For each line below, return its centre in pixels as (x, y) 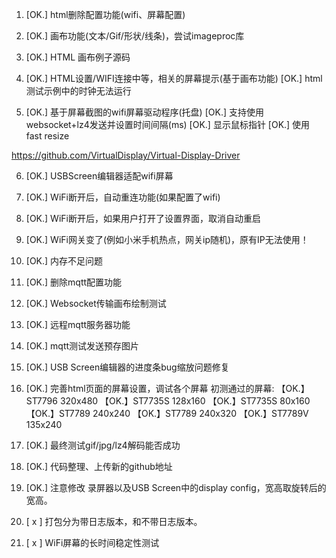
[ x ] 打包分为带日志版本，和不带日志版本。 (114, 521)
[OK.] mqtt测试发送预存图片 (82, 346)
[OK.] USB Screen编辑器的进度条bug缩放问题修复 (127, 367)
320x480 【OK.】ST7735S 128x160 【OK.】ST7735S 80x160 (185, 401)
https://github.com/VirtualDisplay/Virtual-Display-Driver (126, 155)
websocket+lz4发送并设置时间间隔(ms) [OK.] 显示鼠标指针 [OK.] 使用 (168, 124)
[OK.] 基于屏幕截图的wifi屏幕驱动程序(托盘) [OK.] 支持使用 (144, 112)
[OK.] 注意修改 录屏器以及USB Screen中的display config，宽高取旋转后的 (176, 487)
